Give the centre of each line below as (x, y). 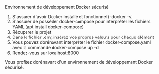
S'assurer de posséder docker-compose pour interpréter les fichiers (81, 22)
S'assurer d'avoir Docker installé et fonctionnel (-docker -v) (73, 16)
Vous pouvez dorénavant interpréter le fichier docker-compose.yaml (81, 42)
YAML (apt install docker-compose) (48, 27)
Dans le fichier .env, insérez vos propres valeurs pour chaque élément (83, 37)
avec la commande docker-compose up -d (55, 47)
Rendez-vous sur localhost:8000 (45, 53)
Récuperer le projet (32, 32)
